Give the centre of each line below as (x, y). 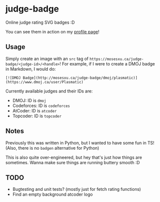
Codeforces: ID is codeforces (41, 106)
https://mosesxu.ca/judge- (117, 59)
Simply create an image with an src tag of (47, 59)
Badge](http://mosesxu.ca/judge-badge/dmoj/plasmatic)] (80, 78)
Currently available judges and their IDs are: (49, 91)
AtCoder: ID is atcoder (35, 110)
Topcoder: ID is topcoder (37, 116)
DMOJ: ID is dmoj (29, 100)
